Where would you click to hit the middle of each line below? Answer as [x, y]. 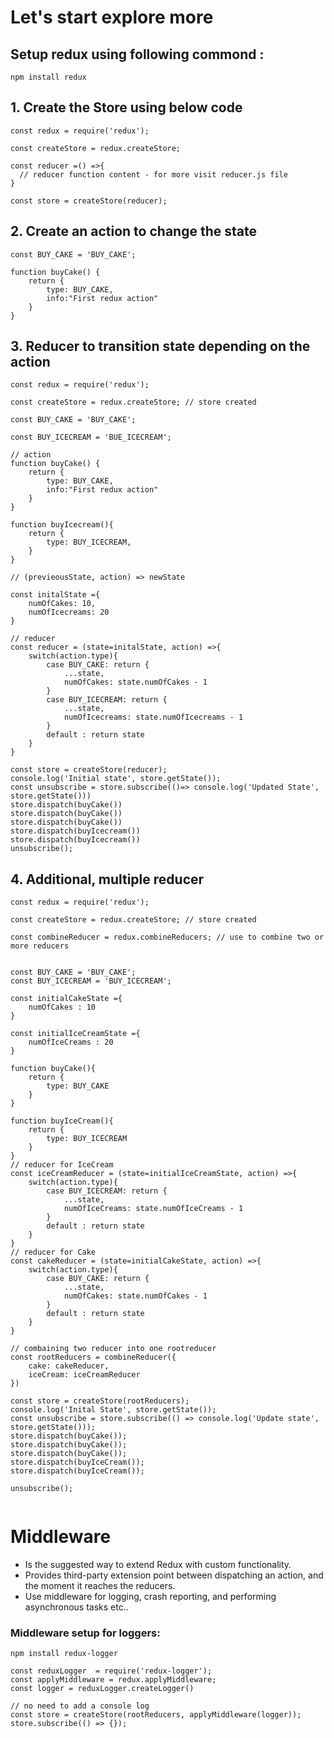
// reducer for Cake [53, 1252]
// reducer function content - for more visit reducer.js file [153, 174]
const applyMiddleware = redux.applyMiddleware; [113, 1680]
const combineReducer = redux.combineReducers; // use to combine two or [167, 937]
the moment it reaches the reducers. [100, 1586]
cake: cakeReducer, [69, 1366]
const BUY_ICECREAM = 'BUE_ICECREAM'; [91, 437]
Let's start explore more [112, 17]
